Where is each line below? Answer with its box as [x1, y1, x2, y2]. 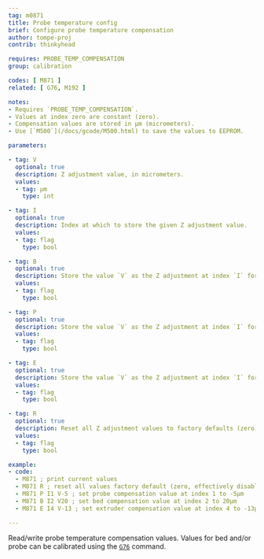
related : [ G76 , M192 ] [8, 83, 86, 91]
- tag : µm [15, 185, 47, 193]
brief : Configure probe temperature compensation [8, 26, 174, 34]
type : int [22, 192, 55, 201]
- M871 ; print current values [15, 476, 118, 483]
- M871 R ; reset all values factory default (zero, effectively [15, 483, 234, 491]
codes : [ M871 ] [8, 76, 61, 84]
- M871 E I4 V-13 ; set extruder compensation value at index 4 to [15, 505, 241, 513]
